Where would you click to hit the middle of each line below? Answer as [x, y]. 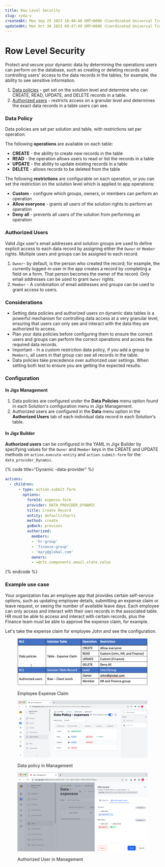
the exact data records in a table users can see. [60, 106]
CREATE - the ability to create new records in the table [68, 153]
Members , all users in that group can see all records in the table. [75, 355]
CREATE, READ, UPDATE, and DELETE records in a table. [69, 95]
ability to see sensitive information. [41, 80]
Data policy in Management [45, 766]
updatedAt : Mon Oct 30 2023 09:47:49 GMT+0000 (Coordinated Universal [79, 26]
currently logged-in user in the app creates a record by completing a [82, 268]
